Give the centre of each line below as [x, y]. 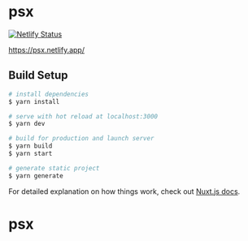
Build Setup [38, 75]
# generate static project [54, 168]
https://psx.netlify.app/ [47, 49]
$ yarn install [34, 101]
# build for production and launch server [81, 139]
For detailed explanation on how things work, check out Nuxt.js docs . [124, 191]
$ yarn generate [36, 176]
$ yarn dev [27, 124]
